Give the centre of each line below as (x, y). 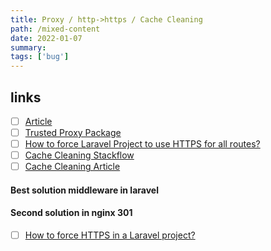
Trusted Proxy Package (73, 132)
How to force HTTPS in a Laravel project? (110, 235)
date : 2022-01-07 (46, 38)
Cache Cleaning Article (72, 167)
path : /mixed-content (55, 29)
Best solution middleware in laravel (84, 190)
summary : (28, 47)
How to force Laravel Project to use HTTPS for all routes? (142, 144)
